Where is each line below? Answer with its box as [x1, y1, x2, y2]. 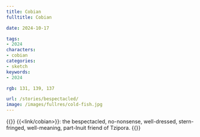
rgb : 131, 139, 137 [6, 85, 55, 91]
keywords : [6, 69, 31, 75]
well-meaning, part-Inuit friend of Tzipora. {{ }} [26, 124, 141, 131]
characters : [6, 47, 36, 53]
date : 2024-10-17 [6, 25, 50, 31]
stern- [179, 118, 194, 125]
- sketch [6, 63, 28, 69]
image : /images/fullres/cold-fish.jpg [6, 102, 103, 108]
